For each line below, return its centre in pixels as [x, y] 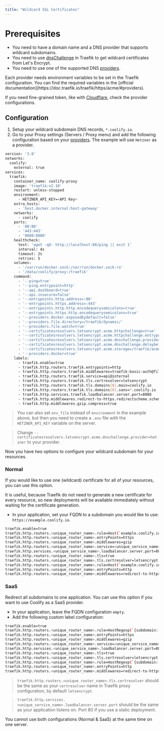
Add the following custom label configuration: [58, 617]
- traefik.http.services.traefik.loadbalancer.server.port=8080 [85, 394]
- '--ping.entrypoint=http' [47, 285]
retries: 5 [29, 258]
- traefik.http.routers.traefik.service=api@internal [74, 376]
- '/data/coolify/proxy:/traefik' [53, 272]
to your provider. [44, 442]
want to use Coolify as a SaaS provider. [45, 602]
